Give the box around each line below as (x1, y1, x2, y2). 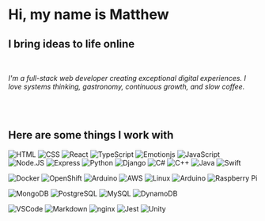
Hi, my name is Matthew (8, 6, 169, 24)
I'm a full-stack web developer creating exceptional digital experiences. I (8, 74, 247, 82)
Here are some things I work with (8, 128, 174, 142)
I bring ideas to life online (8, 37, 135, 51)
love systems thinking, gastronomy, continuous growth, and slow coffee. (8, 82, 245, 91)
